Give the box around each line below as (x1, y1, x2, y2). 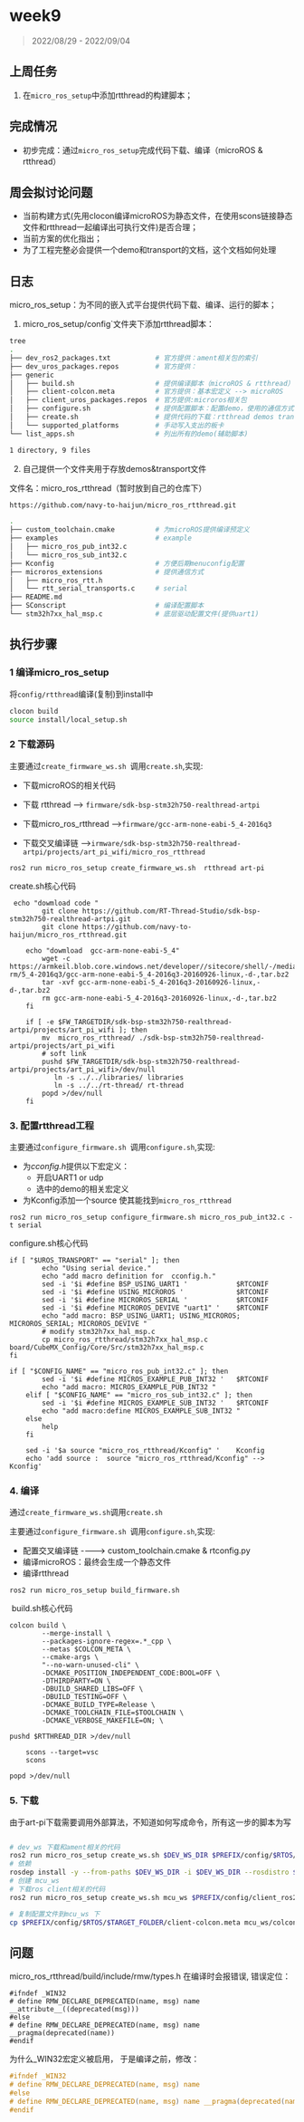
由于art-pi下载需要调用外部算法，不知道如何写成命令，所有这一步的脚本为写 (9, 1817, 292, 1828)
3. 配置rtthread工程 (9, 1119, 95, 1132)
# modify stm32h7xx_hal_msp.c (42, 1327, 156, 1336)
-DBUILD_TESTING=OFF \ (42, 1693, 128, 1702)
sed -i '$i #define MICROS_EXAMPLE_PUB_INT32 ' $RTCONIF (42, 1374, 270, 1384)
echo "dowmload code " (13, 898, 100, 907)
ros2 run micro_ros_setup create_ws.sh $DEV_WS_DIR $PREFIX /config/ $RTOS (9, 1851, 294, 1860)
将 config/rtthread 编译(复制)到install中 (9, 688, 154, 699)
